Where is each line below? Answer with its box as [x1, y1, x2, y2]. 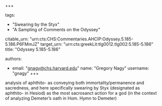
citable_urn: [5, 36, 29, 42]
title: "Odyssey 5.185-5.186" [5, 47, 61, 52]
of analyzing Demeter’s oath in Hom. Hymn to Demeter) [5, 95, 117, 101]
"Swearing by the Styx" [12, 21, 60, 27]
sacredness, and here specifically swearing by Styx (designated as [5, 85, 140, 90]
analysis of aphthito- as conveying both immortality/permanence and [5, 80, 144, 86]
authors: [5, 56, 22, 61]
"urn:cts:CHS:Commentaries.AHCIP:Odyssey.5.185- [29, 36, 134, 42]
